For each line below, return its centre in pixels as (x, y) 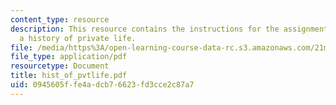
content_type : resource (60, 19)
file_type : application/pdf (69, 57)
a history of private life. (78, 38)
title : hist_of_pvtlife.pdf (69, 76)
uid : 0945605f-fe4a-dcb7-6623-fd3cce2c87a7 (102, 85)
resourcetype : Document (60, 66)
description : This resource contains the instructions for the (145, 29)
